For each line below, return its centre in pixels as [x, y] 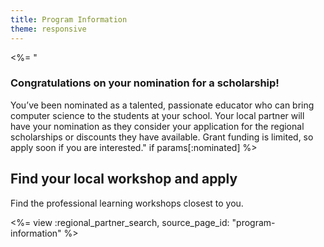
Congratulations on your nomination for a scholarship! [145, 83]
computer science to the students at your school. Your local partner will [157, 115]
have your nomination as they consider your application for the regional [157, 126]
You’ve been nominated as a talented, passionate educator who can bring [162, 105]
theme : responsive [48, 29]
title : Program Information [69, 19]
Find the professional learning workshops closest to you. [127, 203]
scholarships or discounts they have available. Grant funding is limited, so [162, 137]
